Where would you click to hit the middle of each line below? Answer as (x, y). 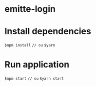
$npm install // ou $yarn (30, 45)
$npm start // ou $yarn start (34, 79)
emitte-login (30, 9)
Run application (37, 65)
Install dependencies (48, 32)
